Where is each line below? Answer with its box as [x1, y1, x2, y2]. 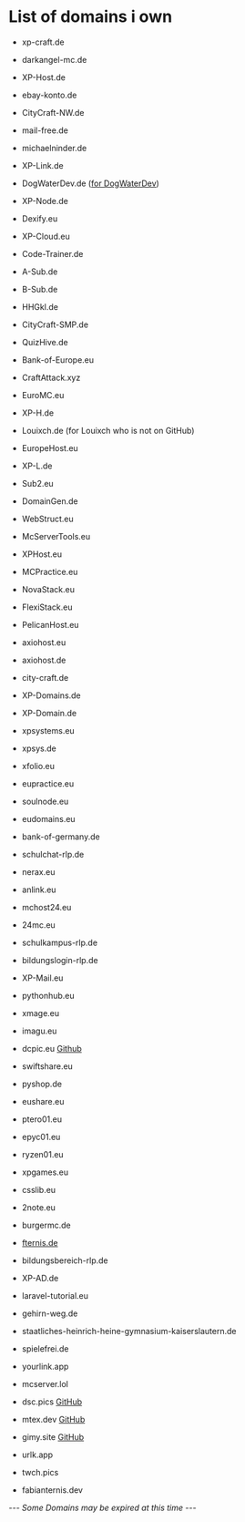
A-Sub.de [21, 266, 58, 277]
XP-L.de [21, 460, 53, 471]
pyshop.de [21, 1078, 63, 1089]
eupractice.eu [21, 777, 75, 789]
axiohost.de [21, 654, 66, 665]
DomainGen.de [21, 495, 78, 507]
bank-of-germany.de [21, 831, 101, 842]
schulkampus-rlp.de [21, 937, 97, 948]
